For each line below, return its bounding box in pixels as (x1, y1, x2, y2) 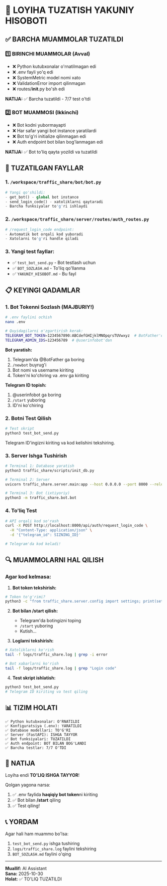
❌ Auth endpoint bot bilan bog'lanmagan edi (12, 139, 103, 145)
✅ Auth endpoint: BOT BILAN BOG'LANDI (5, 741, 86, 746)
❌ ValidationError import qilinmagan (12, 80, 86, 86)
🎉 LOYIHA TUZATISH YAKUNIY (5, 4, 135, 16)
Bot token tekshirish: (12, 585, 57, 591)
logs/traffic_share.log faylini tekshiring (12, 846, 97, 852)
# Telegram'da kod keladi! (5, 541, 61, 547)
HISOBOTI (5, 15, 47, 26)
